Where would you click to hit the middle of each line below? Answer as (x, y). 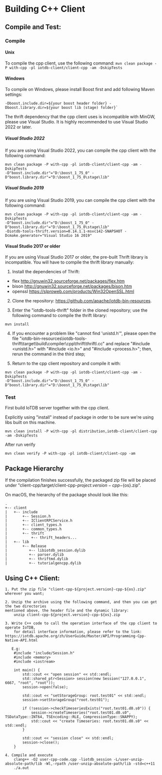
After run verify (20, 445)
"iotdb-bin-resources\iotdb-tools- (53, 338)
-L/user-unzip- (129, 759)
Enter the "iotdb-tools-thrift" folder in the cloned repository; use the (80, 310)
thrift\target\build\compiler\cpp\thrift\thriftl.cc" (58, 344)
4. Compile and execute (29, 755)
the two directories (26, 606)
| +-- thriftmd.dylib (37, 559)
